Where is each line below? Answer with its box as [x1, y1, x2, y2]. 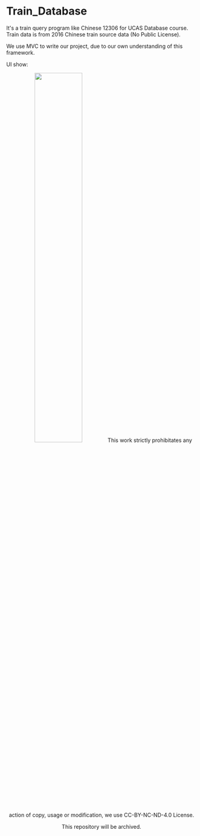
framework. [6, 48, 35, 56]
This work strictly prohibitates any [108, 436, 192, 444]
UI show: [6, 61, 28, 68]
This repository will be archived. [61, 823, 142, 830]
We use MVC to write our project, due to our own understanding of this [6, 42, 183, 50]
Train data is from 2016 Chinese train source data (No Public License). [6, 30, 181, 38]
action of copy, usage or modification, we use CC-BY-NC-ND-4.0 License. [8, 811, 195, 818]
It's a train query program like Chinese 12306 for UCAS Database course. [6, 24, 189, 32]
